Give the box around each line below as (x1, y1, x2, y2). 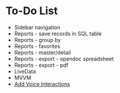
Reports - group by (14, 36, 61, 43)
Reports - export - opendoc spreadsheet (14, 55, 114, 62)
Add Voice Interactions (14, 80, 71, 87)
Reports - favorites (14, 43, 61, 50)
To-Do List (5, 4, 58, 18)
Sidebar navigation (14, 24, 61, 31)
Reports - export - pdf (14, 61, 69, 69)
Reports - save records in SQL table (14, 30, 102, 37)
